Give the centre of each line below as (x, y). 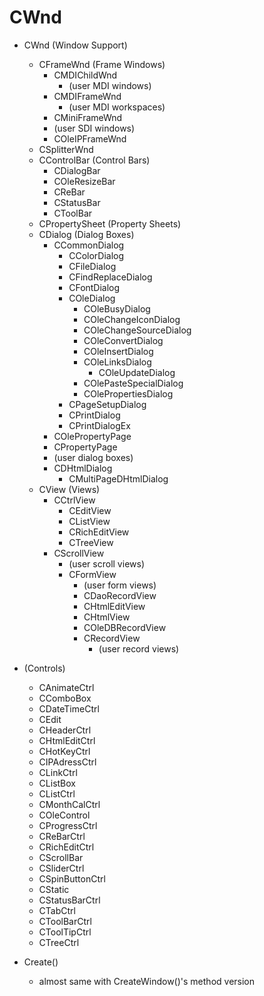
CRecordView (112, 638)
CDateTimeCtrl (69, 708)
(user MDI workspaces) (117, 107)
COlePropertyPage (92, 436)
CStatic (54, 889)
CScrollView (79, 553)
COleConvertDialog (123, 340)
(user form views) (120, 585)
